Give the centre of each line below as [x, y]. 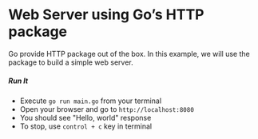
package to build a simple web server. [71, 62]
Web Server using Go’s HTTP [107, 15]
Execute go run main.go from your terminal [91, 101]
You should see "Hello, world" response [85, 117]
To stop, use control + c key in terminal [86, 126]
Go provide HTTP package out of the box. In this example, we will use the [129, 54]
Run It [18, 81]
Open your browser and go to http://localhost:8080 [107, 109]
